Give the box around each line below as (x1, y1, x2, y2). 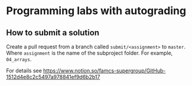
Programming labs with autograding (6, 4, 187, 18)
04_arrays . (6, 56, 32, 62)
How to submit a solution (6, 28, 99, 38)
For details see (6, 67, 43, 74)
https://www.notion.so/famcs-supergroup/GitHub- (43, 67, 166, 74)
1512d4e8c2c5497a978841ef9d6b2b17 (6, 74, 100, 80)
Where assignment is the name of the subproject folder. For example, (6, 49, 173, 57)
